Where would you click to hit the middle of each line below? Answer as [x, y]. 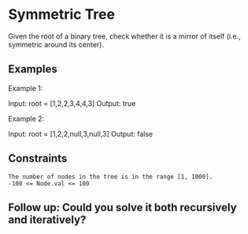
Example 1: [26, 88]
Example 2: [26, 119]
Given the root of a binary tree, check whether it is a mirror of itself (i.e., [125, 36]
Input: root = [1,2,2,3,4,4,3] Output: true [72, 103]
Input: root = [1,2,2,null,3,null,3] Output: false [81, 133]
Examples [33, 69]
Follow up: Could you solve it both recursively [123, 207]
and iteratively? [47, 219]
